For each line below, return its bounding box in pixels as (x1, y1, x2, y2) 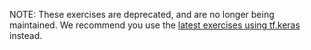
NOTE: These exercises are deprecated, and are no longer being (9, 9, 275, 20)
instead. (9, 30, 43, 41)
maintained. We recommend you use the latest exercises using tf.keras (9, 19, 301, 31)
